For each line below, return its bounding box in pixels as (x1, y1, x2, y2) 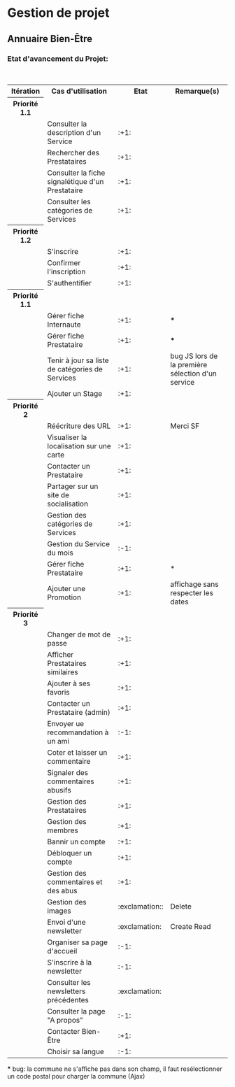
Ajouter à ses (47, 679, 91, 688)
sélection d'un (170, 369, 217, 378)
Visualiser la (47, 432, 87, 442)
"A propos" (47, 1015, 84, 1025)
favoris (47, 687, 70, 697)
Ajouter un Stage (47, 388, 103, 398)
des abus (47, 886, 78, 895)
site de (47, 490, 70, 500)
